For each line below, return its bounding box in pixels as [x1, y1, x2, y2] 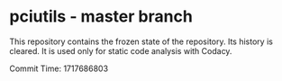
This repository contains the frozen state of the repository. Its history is [9, 36, 273, 47]
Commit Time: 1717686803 [9, 63, 109, 74]
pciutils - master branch [9, 6, 194, 27]
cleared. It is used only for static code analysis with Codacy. [9, 45, 232, 56]
